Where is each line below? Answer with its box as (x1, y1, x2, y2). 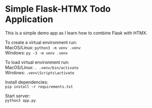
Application (5, 14, 53, 25)
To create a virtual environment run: (5, 39, 77, 45)
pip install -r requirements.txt (5, 84, 73, 89)
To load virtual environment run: (5, 59, 69, 65)
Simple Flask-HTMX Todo (5, 3, 111, 15)
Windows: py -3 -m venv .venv (5, 50, 68, 56)
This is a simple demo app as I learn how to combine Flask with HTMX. (5, 30, 148, 36)
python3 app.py (5, 98, 36, 103)
